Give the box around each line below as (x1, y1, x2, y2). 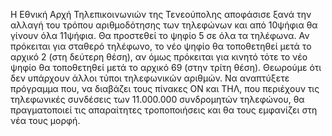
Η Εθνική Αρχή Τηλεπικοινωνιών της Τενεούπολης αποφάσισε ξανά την (10, 9, 312, 20)
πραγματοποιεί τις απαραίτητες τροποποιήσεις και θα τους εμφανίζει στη (10, 104, 318, 116)
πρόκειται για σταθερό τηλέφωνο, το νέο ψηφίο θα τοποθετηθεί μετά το (10, 40, 312, 52)
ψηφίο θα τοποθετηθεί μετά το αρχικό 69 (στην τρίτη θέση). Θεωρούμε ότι (10, 62, 322, 73)
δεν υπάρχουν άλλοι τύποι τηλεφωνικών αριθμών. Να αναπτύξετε (10, 72, 290, 84)
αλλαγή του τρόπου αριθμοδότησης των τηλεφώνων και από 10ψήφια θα (10, 19, 318, 31)
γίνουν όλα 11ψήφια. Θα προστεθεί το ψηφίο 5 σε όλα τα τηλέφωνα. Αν (10, 30, 310, 41)
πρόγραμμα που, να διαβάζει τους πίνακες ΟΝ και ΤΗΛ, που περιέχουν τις (10, 83, 320, 94)
